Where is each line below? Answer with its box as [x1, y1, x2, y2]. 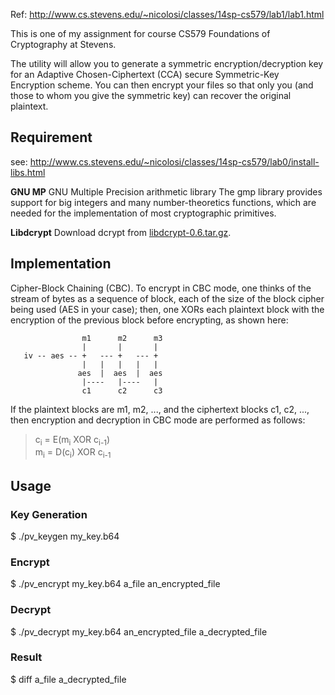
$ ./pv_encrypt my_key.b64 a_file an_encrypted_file [10, 578, 221, 590]
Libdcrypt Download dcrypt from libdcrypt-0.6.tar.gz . [10, 226, 232, 238]
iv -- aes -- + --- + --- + [23, 350, 159, 361]
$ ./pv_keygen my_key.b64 [10, 530, 120, 542]
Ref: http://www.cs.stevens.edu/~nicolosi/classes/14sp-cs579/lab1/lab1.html [10, 9, 325, 20]
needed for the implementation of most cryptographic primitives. [10, 207, 277, 219]
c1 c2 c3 [81, 385, 163, 396]
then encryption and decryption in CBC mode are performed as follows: [10, 414, 306, 426]
